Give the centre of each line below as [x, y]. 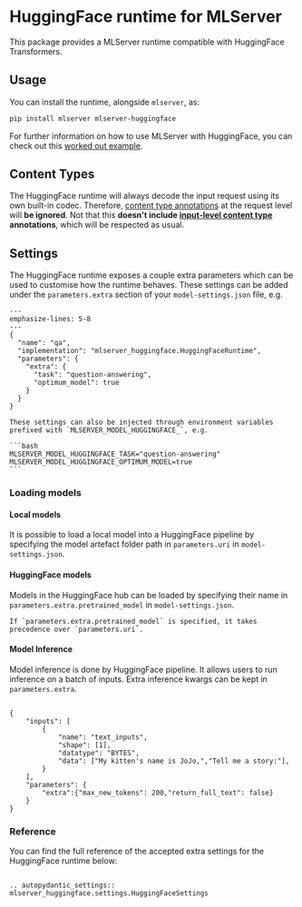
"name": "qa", [44, 343]
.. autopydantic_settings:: [63, 886]
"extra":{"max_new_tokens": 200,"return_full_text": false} [158, 793]
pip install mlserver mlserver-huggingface [93, 118]
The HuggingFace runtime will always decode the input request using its [144, 196]
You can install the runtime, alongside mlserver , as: [105, 102]
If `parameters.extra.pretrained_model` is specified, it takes [133, 621]
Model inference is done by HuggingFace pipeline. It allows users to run [144, 669]
